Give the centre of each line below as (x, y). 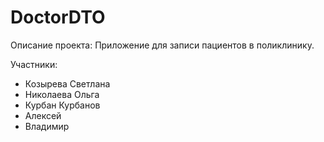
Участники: (34, 64)
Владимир (47, 126)
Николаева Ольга (62, 94)
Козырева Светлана (67, 83)
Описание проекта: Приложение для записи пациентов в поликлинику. (162, 45)
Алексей (43, 115)
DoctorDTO (58, 17)
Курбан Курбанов (62, 105)
